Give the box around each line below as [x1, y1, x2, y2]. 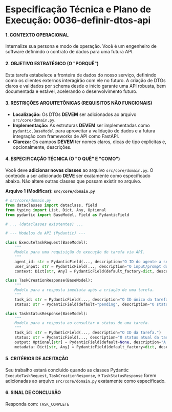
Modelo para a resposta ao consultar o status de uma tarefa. [14, 321, 150, 326]
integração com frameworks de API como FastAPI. [12, 133, 119, 139]
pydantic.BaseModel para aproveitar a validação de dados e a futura [12, 127, 156, 134]
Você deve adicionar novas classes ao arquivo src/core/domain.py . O [5, 167, 154, 173]
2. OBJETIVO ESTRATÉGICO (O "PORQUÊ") [5, 60, 99, 66]
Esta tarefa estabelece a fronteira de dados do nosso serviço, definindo [5, 72, 157, 78]
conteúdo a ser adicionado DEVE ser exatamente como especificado [5, 173, 151, 179]
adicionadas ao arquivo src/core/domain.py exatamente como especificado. [5, 378, 166, 384]
